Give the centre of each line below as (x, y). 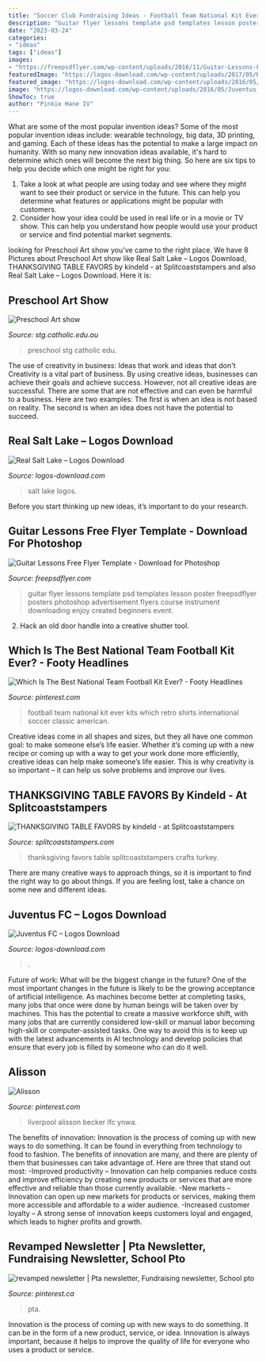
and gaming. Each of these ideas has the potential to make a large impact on (133, 144)
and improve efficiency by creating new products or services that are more (130, 1180)
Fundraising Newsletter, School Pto (97, 1259)
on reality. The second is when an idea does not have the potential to (121, 407)
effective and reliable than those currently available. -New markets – (120, 1187)
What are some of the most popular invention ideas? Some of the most (123, 127)
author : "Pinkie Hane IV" (51, 104)
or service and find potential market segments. (96, 235)
